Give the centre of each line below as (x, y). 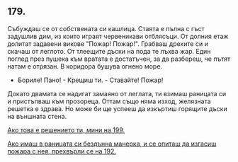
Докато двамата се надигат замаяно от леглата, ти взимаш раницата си (117, 93)
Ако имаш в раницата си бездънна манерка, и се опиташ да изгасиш (112, 144)
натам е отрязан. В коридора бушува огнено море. (85, 66)
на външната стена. (37, 116)
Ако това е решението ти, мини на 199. (66, 129)
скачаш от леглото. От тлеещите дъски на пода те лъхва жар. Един (109, 51)
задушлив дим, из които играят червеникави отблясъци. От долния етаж (118, 36)
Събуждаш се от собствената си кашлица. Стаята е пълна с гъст (106, 28)
